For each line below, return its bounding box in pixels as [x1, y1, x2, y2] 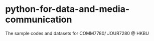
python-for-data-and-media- [5, 3, 130, 15]
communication [5, 14, 72, 25]
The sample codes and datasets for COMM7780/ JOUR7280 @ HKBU [5, 30, 149, 36]
